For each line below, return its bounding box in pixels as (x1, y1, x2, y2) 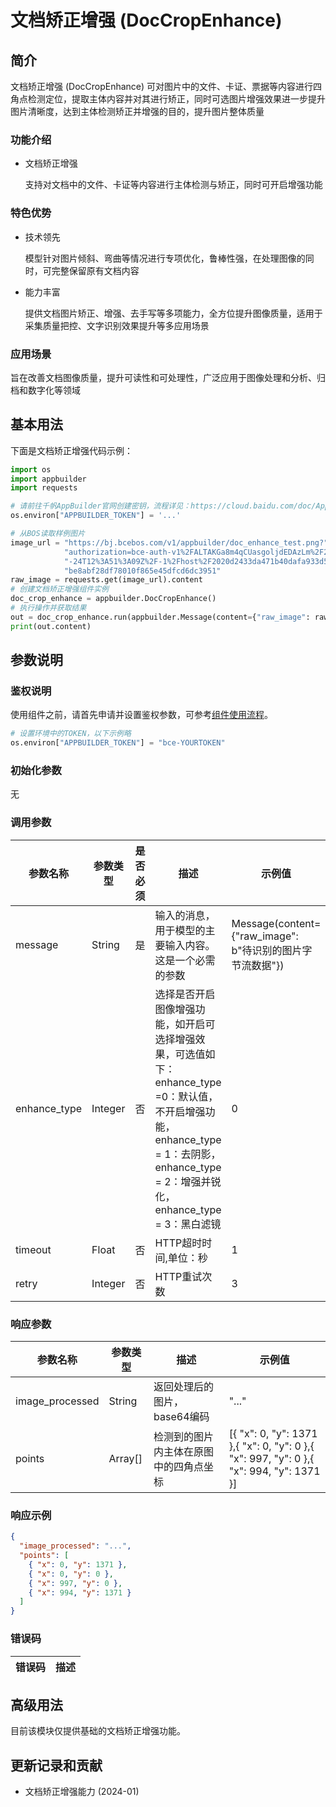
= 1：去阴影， (154, 1147, 222, 1161)
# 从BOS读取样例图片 (10, 529, 86, 539)
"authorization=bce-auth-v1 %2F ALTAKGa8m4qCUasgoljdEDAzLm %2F (63, 547, 325, 557)
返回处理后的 (153, 1380, 215, 1394)
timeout (15, 1242, 52, 1256)
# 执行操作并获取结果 (10, 603, 87, 613)
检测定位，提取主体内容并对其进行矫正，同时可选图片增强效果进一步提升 (27, 93, 326, 105)
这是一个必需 (154, 953, 216, 967)
